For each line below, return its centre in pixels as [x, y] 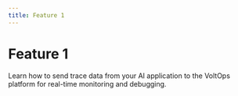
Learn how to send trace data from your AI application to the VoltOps [119, 76]
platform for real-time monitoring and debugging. [87, 84]
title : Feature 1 [36, 15]
